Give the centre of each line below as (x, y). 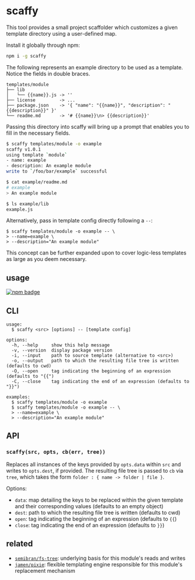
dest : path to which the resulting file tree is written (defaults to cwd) (97, 512)
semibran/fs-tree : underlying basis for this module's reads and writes (100, 558)
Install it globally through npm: (43, 45)
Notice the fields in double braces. (48, 74)
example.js (20, 209)
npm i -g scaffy (26, 56)
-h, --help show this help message (61, 345)
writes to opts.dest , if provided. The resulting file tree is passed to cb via (95, 470)
